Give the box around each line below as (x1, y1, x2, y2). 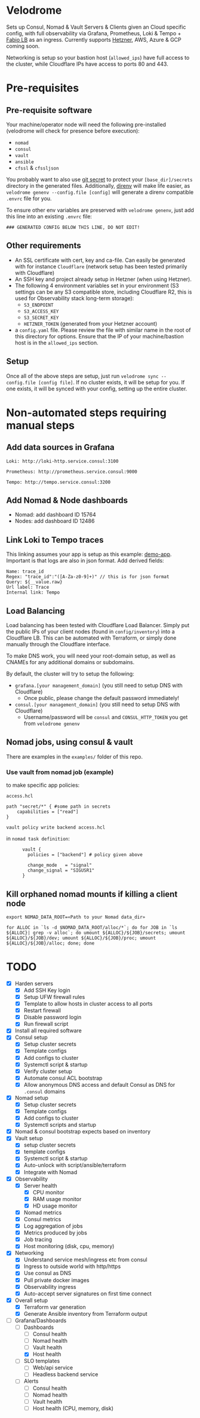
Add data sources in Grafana (6, 442, 115, 453)
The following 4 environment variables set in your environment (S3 (14, 282, 179, 289)
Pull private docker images (23, 1276, 90, 1283)
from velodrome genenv (23, 720, 80, 727)
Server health (23, 1182, 58, 1189)
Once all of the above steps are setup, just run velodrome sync (6, 372, 159, 380)
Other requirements (6, 240, 82, 251)
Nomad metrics (23, 1209, 62, 1216)
